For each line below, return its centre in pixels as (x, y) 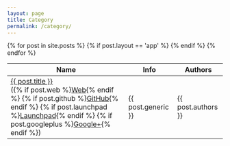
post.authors (197, 107)
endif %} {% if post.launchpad (59, 107)
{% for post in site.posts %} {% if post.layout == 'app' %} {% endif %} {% (111, 46)
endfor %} (22, 53)
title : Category (30, 20)
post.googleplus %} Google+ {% (61, 124)
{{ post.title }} (32, 82)
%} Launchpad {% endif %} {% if (62, 116)
